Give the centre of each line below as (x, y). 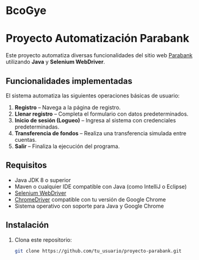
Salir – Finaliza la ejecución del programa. (67, 146)
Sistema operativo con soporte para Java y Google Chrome (89, 206)
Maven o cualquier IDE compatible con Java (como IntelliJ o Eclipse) (101, 186)
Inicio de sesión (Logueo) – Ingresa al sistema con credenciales (95, 120)
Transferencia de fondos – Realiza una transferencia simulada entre (100, 133)
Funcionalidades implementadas (69, 81)
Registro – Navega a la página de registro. (67, 107)
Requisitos (26, 165)
